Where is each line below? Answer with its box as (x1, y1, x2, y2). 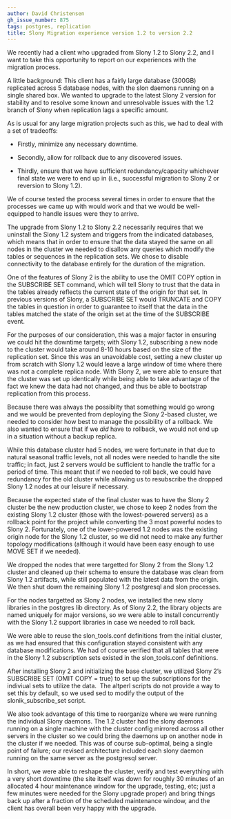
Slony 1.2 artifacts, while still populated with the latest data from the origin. (7, 576, 219, 584)
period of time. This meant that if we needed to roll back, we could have (7, 468, 212, 476)
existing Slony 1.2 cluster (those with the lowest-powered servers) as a (7, 510, 208, 519)
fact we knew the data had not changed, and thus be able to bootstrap (7, 382, 208, 391)
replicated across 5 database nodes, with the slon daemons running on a (7, 84, 214, 92)
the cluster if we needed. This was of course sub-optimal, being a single (7, 739, 213, 748)
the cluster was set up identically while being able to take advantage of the (7, 375, 220, 383)
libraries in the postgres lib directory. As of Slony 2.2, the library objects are (7, 603, 222, 612)
